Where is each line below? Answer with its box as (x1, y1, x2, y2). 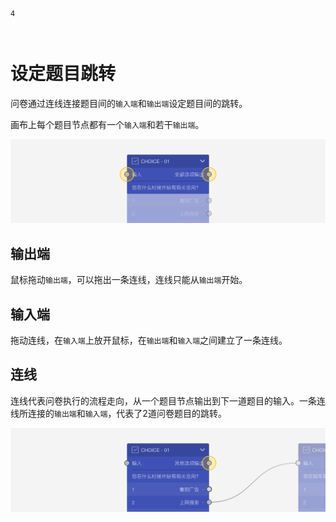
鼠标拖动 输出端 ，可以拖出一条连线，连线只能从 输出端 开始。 (10, 274, 248, 286)
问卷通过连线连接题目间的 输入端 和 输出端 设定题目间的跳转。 (10, 97, 248, 109)
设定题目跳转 (10, 63, 117, 85)
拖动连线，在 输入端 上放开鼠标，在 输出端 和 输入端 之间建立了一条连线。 (10, 334, 288, 346)
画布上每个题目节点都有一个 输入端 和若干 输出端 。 (10, 118, 205, 130)
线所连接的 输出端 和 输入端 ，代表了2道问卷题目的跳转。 (10, 407, 227, 419)
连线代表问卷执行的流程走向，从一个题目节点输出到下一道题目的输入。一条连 (10, 394, 326, 407)
